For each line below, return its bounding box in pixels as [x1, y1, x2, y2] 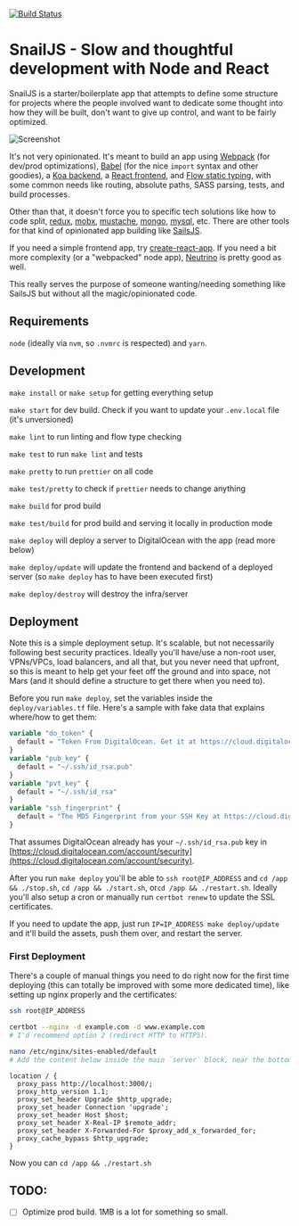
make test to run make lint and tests [9, 448, 143, 459]
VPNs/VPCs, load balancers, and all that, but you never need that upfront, [9, 656, 279, 668]
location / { [9, 1071, 58, 1081]
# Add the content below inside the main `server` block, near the [9, 1055, 265, 1065]
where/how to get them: [9, 712, 98, 722]
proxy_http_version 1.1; [17, 1087, 109, 1096]
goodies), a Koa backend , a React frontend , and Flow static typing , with [9, 169, 271, 180]
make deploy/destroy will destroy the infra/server [9, 588, 189, 599]
